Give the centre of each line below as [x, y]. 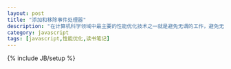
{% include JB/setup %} [41, 58]
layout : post [26, 13]
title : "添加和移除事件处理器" [47, 20]
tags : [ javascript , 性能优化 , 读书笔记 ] [58, 39]
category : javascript [38, 32]
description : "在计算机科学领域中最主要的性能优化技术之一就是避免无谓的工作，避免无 [116, 26]
